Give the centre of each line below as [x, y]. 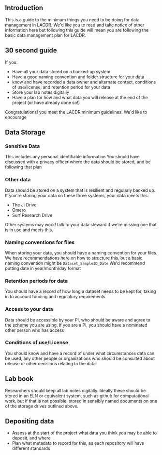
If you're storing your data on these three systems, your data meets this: [77, 195]
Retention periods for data [37, 281]
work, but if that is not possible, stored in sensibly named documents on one [81, 401]
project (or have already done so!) [46, 102]
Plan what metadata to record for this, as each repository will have [78, 443]
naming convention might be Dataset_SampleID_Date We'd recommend [75, 263]
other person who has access [35, 330]
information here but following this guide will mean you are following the [77, 30]
